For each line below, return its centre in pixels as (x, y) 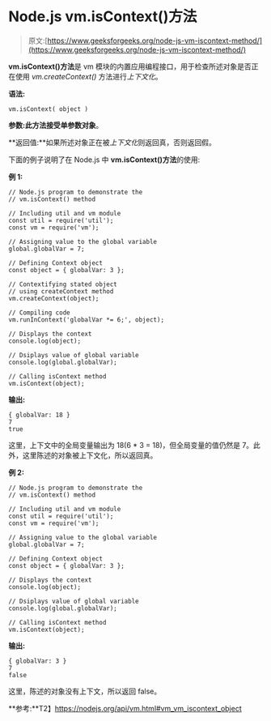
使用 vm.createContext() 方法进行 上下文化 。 (89, 76)
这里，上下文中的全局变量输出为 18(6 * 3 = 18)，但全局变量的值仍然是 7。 (131, 445)
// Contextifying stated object (63, 284)
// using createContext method (61, 291)
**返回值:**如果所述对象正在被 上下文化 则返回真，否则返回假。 (112, 142)
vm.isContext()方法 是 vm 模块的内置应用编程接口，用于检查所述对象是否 (130, 66)
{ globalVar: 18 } (39, 415)
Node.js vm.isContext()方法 (103, 17)
